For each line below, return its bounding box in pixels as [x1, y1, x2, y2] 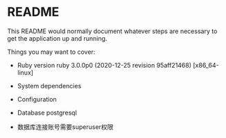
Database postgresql [17, 108, 78, 117]
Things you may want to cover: [7, 48, 96, 56]
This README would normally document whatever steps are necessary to [7, 27, 218, 35]
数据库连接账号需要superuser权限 [17, 122, 114, 131]
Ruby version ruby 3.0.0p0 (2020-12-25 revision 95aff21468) [17, 61, 192, 69]
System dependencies [17, 81, 82, 90]
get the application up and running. [7, 34, 107, 42]
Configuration [17, 95, 57, 103]
